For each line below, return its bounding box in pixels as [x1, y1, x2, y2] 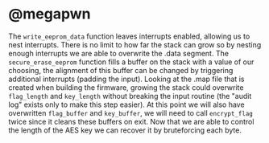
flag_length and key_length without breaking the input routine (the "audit [8, 91, 252, 100]
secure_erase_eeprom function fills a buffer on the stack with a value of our [8, 57, 255, 67]
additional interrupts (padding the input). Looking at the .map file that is [8, 74, 245, 84]
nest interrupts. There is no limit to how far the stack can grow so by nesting [8, 39, 262, 49]
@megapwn [8, 5, 91, 23]
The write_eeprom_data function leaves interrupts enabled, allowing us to [8, 31, 250, 41]
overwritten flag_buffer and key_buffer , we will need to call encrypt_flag [8, 108, 254, 117]
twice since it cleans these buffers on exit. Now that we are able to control [8, 116, 255, 126]
